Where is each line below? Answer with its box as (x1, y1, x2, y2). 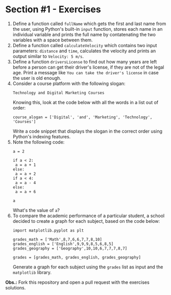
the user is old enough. (12, 75, 61, 81)
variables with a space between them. (12, 37, 93, 43)
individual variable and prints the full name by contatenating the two (12, 31, 156, 37)
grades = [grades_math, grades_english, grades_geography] (12, 255, 141, 260)
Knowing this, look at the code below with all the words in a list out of (12, 99, 159, 106)
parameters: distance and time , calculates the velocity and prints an (12, 48, 156, 54)
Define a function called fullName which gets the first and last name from (12, 20, 166, 27)
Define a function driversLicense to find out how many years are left (12, 58, 157, 65)
